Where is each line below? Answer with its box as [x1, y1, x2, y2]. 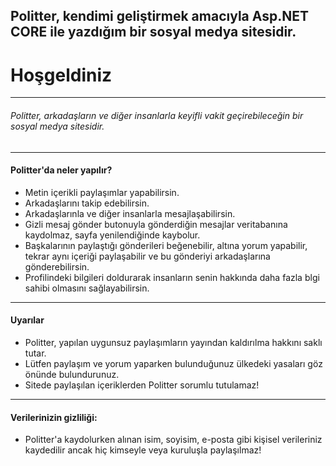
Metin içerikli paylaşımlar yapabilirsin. [24, 186, 180, 198]
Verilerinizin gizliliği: [10, 411, 98, 423]
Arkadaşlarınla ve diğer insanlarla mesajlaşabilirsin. [24, 207, 236, 219]
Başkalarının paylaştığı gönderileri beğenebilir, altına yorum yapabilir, [24, 239, 308, 251]
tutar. [24, 347, 47, 359]
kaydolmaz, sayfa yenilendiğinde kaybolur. [24, 229, 201, 241]
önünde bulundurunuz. [24, 368, 120, 380]
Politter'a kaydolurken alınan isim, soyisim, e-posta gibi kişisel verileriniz [24, 434, 323, 446]
